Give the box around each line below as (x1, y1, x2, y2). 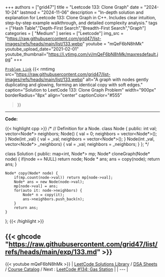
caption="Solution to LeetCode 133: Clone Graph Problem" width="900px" (5, 87, 156, 93)
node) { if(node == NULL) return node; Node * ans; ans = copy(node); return (5, 156, 160, 162)
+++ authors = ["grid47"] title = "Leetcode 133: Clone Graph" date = (5, 4, 143, 10)
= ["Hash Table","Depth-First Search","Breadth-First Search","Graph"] (5, 25, 146, 31)
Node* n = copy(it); (23, 192, 65, 197)
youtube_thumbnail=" (5, 51, 49, 57)
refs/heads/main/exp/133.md (5, 248, 97, 256)
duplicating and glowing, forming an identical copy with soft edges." (5, 82, 143, 88)
